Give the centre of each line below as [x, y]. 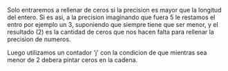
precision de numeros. [39, 39]
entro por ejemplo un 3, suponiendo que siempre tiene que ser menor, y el [113, 24]
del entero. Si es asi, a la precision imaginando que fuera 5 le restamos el [111, 17]
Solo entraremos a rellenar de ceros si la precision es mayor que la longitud [114, 10]
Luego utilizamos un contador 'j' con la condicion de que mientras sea [107, 52]
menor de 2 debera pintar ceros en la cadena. [73, 60]
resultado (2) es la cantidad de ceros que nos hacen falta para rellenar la [111, 32]
